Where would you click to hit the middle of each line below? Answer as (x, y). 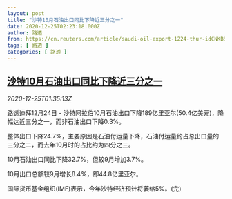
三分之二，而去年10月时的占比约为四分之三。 (71, 145)
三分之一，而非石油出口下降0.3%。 (75, 121)
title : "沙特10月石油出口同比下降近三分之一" (66, 20)
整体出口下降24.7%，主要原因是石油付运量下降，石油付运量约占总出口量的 (113, 136)
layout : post (26, 13)
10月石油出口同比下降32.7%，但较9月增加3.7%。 (77, 159)
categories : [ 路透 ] (37, 52)
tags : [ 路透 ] (28, 45)
